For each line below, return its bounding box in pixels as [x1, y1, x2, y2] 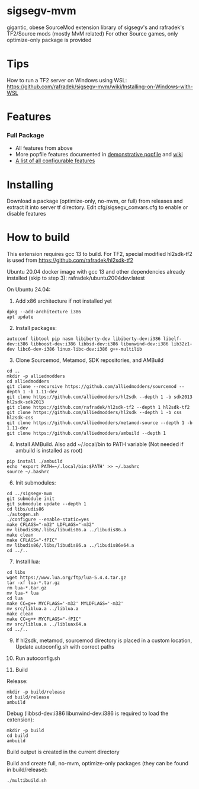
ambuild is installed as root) [15, 447, 83, 454]
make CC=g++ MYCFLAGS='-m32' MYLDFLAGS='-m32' [7, 601, 124, 607]
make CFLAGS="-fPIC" [7, 537, 58, 543]
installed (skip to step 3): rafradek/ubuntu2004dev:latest [7, 274, 145, 282]
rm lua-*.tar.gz [7, 585, 47, 591]
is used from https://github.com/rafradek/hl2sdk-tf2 [7, 256, 134, 264]
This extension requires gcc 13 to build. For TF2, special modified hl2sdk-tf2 [7, 251, 193, 258]
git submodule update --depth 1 [7, 501, 86, 507]
